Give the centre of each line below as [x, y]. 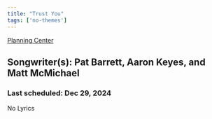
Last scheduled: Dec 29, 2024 [59, 93]
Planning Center [30, 40]
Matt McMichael [43, 73]
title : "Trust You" [36, 14]
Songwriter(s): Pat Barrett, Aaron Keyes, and [106, 62]
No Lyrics [21, 108]
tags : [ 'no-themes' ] [37, 20]
